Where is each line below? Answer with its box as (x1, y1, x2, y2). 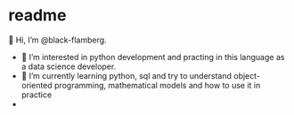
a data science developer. (20, 61, 117, 72)
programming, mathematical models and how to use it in (53, 80, 261, 90)
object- (233, 70, 260, 80)
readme (8, 5, 67, 26)
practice (20, 89, 53, 100)
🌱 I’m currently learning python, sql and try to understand (20, 70, 233, 80)
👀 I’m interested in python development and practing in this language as (20, 51, 285, 62)
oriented (20, 80, 53, 90)
